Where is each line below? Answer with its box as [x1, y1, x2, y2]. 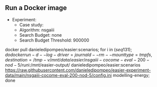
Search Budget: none [19, 32, 62, 38]
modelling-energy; [112, 72, 150, 78]
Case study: [19, 22, 44, 28]
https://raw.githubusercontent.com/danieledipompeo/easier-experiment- [5, 67, 151, 73]
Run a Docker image [5, 4, 67, 12]
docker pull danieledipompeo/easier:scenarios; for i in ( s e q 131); [5, 46, 132, 52]
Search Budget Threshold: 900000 [19, 37, 89, 43]
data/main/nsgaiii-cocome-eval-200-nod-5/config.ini [5, 72, 112, 78]
